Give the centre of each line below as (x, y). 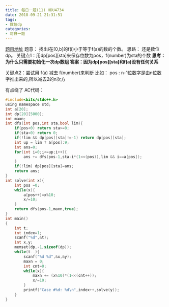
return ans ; (27, 171)
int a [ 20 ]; (17, 109)
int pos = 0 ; (27, 185)
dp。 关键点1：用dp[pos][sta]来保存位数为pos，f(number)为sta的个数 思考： (86, 55)
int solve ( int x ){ (25, 180)
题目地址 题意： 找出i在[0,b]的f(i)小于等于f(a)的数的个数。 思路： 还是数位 (82, 49)
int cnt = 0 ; (35, 266)
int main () (17, 218)
